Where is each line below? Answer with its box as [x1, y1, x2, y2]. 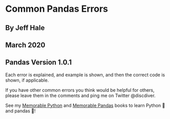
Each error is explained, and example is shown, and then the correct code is [5, 72, 165, 78]
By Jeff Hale [5, 23, 45, 32]
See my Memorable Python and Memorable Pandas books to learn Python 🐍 [5, 102, 165, 108]
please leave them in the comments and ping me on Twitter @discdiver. [5, 92, 156, 99]
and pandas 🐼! [5, 108, 36, 114]
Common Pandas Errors [5, 3, 108, 15]
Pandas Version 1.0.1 [5, 58, 72, 67]
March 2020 [5, 40, 45, 49]
